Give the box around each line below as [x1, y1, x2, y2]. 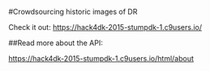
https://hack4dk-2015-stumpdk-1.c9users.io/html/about [8, 54, 195, 63]
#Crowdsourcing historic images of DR [8, 7, 138, 16]
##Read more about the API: [8, 38, 103, 48]
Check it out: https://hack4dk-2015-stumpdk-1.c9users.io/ [8, 23, 203, 31]
